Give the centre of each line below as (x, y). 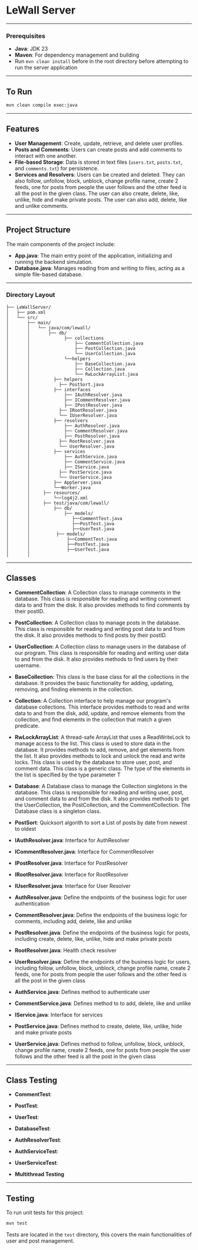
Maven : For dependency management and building (77, 55)
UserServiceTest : (36, 1163)
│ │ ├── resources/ (43, 492)
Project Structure (38, 230)
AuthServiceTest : (37, 1152)
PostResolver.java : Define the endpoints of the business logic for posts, (102, 932)
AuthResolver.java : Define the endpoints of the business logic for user (101, 897)
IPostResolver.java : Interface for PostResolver (71, 863)
